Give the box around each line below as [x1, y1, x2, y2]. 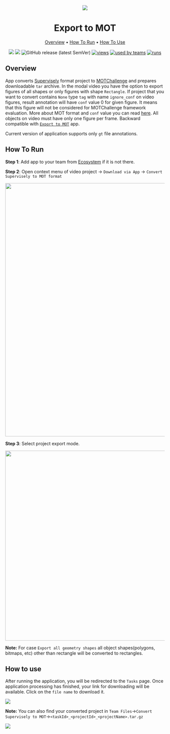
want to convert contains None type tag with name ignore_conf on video [5, 94, 154, 100]
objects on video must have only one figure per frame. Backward [5, 115, 141, 121]
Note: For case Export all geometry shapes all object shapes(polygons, [5, 644, 155, 650]
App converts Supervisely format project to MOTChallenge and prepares [5, 78, 157, 84]
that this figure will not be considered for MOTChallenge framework [5, 104, 146, 110]
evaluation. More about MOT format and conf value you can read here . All [5, 110, 158, 116]
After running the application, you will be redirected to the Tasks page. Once [5, 678, 163, 684]
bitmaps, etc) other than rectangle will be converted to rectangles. [5, 650, 143, 656]
